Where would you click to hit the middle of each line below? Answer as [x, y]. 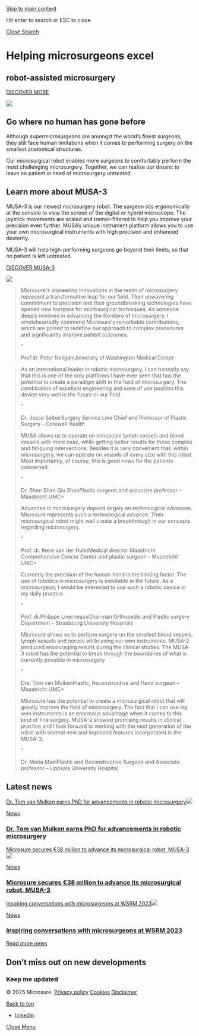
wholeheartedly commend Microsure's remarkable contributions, [100, 322]
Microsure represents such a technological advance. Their [92, 514]
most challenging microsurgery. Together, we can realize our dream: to [93, 167]
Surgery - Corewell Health [53, 424]
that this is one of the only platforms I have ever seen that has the [101, 376]
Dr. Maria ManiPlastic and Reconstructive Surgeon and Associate [100, 762]
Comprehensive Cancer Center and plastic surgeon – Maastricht [99, 556]
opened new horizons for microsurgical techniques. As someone [100, 309]
